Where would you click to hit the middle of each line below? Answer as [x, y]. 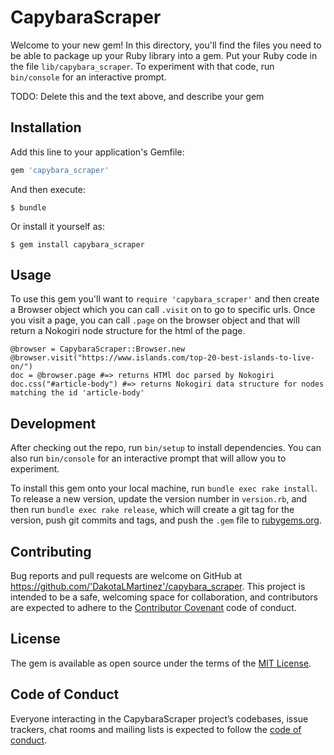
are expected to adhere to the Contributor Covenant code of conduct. [153, 608]
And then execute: [48, 189]
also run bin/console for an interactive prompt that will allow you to [148, 458]
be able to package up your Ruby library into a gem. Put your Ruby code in [164, 55]
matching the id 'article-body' [77, 393]
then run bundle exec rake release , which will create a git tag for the [152, 510]
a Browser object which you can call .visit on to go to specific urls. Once [163, 310]
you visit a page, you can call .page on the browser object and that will [155, 320]
